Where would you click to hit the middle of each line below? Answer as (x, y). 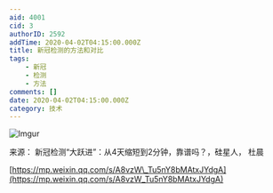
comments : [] (33, 92)
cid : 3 (21, 26)
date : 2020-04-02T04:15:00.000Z (69, 100)
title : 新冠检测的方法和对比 (56, 51)
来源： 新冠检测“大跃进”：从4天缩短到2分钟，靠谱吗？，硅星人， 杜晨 (136, 152)
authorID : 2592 (37, 34)
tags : (19, 59)
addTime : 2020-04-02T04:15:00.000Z (75, 42)
